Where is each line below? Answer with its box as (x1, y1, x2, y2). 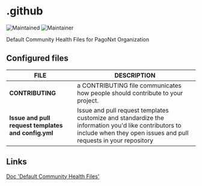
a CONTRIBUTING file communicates (77, 81, 182, 90)
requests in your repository (77, 136, 153, 144)
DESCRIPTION (114, 71, 156, 79)
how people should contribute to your (77, 88, 183, 97)
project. (77, 96, 99, 105)
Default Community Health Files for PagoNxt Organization (6, 36, 149, 43)
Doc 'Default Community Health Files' (6, 173, 100, 180)
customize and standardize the (77, 113, 164, 122)
